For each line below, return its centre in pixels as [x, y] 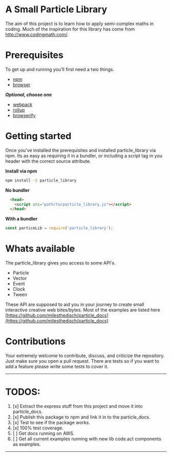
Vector [20, 278]
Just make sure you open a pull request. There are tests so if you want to [82, 361]
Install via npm [21, 171]
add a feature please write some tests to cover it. [57, 366]
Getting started [38, 136]
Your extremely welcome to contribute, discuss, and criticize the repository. [85, 356]
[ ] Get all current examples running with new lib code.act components [87, 439]
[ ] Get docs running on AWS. [44, 433]
